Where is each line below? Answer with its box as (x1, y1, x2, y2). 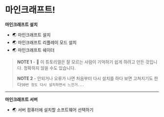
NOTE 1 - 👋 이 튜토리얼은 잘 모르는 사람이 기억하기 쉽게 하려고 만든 (17, 59, 145, 65)
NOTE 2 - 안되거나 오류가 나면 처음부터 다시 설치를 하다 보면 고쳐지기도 (17, 75, 153, 81)
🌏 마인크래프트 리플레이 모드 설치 (12, 39, 77, 45)
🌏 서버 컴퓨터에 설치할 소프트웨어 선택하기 (12, 107, 94, 113)
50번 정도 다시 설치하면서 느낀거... (21, 82, 84, 87)
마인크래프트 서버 (5, 96, 38, 102)
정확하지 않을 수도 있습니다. (23, 65, 76, 71)
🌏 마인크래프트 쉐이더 (12, 47, 55, 53)
